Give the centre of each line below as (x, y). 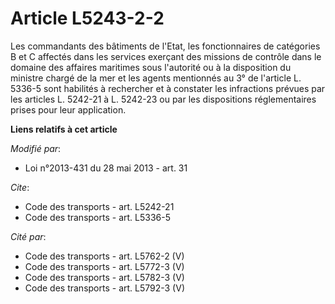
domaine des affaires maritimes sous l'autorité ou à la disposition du (151, 67)
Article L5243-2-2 (87, 18)
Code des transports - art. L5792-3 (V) (104, 288)
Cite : (20, 187)
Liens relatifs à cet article (64, 129)
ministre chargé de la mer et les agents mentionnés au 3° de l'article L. (156, 78)
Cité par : (28, 236)
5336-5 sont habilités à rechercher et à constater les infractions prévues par (168, 88)
